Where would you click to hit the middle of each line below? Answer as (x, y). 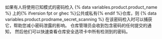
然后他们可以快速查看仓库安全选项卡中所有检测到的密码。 (72, 31)
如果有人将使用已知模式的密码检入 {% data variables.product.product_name (81, 7)
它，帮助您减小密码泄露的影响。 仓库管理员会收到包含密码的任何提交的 (76, 25)
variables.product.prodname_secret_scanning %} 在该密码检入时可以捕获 (79, 19)
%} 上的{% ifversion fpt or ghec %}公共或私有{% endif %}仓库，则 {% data (81, 13)
